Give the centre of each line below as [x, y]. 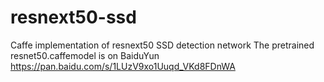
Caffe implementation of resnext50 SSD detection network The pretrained [162, 45]
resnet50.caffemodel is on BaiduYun [85, 55]
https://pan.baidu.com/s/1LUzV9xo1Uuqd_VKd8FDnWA [123, 66]
